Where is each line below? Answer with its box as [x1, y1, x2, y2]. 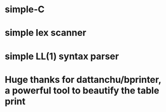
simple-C [5, 4, 45, 15]
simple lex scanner [5, 27, 87, 39]
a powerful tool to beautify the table [5, 84, 159, 96]
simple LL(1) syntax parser [5, 50, 119, 62]
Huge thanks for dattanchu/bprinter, [5, 74, 161, 85]
